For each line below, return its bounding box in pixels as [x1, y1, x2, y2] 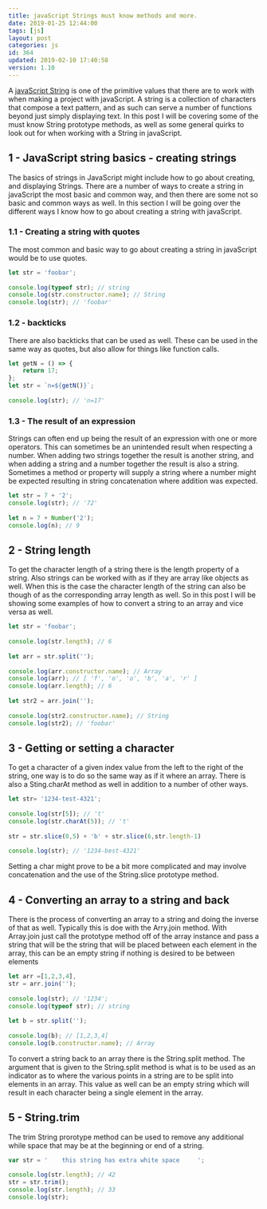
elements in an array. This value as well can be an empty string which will [8, 1079, 249, 1088]
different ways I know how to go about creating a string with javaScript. [8, 206, 242, 216]
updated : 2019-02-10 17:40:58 [8, 57, 109, 65]
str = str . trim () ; [8, 1179, 69, 1187]
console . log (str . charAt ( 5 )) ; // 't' [8, 817, 130, 825]
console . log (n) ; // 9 [8, 521, 80, 529]
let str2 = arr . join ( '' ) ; [8, 697, 94, 705]
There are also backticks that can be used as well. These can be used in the [8, 335, 258, 345]
